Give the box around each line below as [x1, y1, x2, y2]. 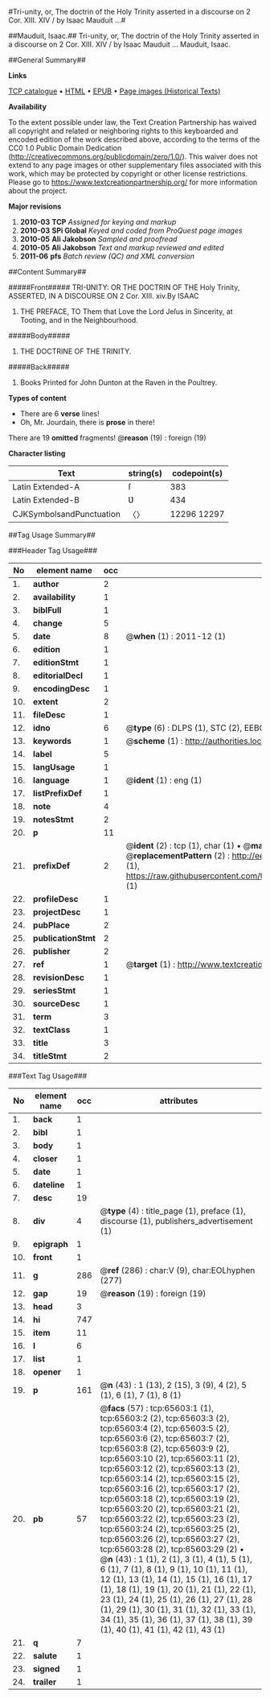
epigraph [33, 1239, 68, 1250]
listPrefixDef [33, 788, 83, 799]
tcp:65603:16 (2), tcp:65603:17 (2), [100, 1483, 240, 1494]
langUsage [33, 762, 76, 772]
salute [33, 1650, 58, 1661]
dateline [33, 1180, 65, 1190]
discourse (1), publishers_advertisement [100, 1216, 253, 1226]
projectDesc [33, 907, 81, 917]
